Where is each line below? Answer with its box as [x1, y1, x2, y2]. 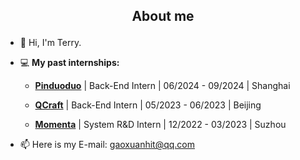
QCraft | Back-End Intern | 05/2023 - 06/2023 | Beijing [34, 99, 262, 111]
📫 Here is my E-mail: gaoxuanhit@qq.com [19, 139, 196, 151]
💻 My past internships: [19, 57, 120, 69]
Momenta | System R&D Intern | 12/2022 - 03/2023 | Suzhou [34, 119, 287, 131]
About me [131, 8, 195, 25]
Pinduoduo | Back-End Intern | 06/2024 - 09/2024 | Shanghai [34, 80, 291, 92]
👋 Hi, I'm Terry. [19, 37, 82, 49]
